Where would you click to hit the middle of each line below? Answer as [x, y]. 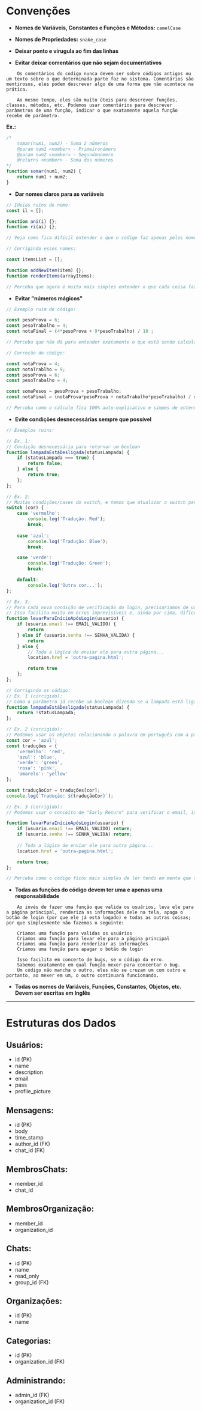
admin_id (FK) [32, 1395]
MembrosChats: [37, 1169]
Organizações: [34, 1301]
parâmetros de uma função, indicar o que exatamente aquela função [92, 110]
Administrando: [36, 1381]
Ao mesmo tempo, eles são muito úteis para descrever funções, [98, 100]
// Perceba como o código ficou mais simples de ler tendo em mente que [99, 878]
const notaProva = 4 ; [33, 364]
